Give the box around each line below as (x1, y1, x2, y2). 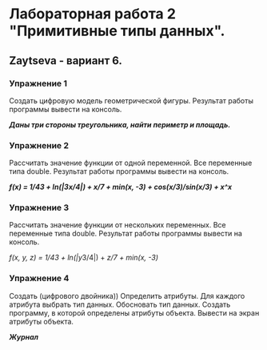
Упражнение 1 (9, 78, 67, 89)
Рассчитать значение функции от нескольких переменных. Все (9, 220, 226, 230)
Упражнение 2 (9, 139, 70, 151)
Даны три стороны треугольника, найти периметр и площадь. (9, 119, 231, 129)
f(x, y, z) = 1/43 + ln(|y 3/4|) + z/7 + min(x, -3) (9, 253, 159, 263)
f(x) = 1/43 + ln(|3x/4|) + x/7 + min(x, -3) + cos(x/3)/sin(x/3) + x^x (9, 182, 233, 192)
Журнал (9, 332, 39, 341)
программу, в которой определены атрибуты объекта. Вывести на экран (9, 308, 260, 317)
